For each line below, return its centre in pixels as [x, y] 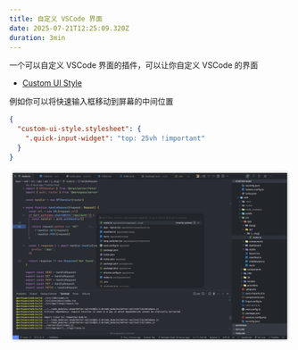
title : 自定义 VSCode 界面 [56, 19]
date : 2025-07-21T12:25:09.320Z [69, 28]
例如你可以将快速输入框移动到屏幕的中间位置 [91, 102]
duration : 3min [37, 37]
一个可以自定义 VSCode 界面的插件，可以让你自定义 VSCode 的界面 [134, 65]
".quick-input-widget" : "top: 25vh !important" [115, 138]
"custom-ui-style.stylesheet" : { [79, 129]
